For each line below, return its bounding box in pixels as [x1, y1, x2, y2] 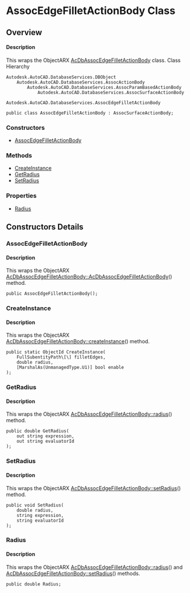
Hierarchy [6, 63, 30, 70]
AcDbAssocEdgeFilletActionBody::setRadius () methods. [6, 570, 140, 577]
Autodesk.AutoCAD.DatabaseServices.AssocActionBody [16, 79, 145, 85]
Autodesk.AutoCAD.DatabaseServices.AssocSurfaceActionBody [37, 89, 184, 95]
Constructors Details [6, 222, 84, 232]
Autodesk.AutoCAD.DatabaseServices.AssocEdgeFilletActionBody [6, 99, 161, 106]
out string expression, [16, 433, 75, 439]
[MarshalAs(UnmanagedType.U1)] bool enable [16, 364, 125, 371]
